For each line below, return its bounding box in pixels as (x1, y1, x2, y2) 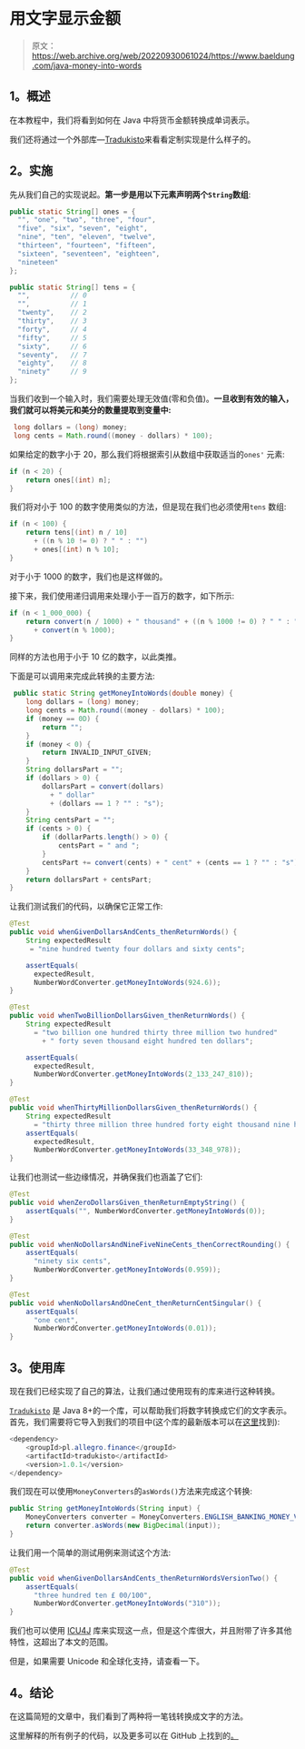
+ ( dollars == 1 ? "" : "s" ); (49, 799, 165, 808)
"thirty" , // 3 (17, 317, 88, 326)
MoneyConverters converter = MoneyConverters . (25, 1513, 205, 1522)
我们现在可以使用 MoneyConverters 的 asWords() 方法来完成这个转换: (9, 1486, 252, 1497)
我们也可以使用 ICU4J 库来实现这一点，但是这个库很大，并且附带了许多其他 (9, 1625, 292, 1636)
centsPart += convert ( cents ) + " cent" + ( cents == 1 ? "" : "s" (42, 858, 295, 867)
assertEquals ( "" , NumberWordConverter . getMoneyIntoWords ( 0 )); (25, 1206, 266, 1215)
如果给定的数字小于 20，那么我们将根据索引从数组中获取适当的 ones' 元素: (9, 448, 286, 459)
